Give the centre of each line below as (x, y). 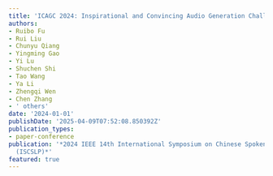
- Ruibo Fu (27, 31)
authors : (23, 24)
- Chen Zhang (30, 99)
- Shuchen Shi (32, 69)
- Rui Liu (25, 39)
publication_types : (41, 129)
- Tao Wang (27, 76)
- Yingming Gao (34, 54)
